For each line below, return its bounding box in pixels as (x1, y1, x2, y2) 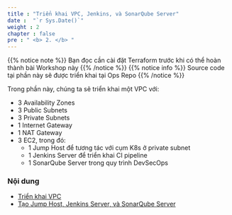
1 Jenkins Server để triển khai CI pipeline (28, 151, 148, 160)
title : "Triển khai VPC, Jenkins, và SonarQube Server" (7, 10, 179, 18)
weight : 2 (7, 23, 40, 30)
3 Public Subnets (17, 106, 67, 115)
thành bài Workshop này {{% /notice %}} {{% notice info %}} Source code (7, 64, 225, 72)
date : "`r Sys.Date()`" (7, 17, 84, 24)
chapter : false (7, 30, 55, 37)
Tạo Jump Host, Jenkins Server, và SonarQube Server (17, 199, 176, 209)
